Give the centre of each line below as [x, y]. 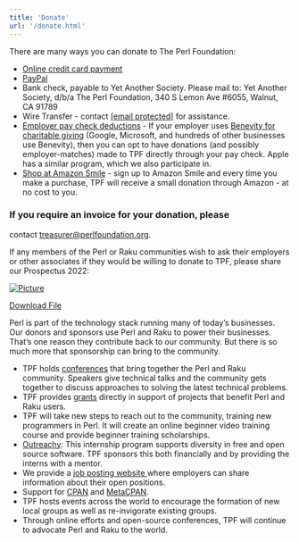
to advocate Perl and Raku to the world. [95, 529]
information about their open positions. [94, 482]
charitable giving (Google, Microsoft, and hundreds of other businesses [154, 135]
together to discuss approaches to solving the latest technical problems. [155, 387]
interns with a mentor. [62, 463]
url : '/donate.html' [48, 26]
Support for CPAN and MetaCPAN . [85, 491]
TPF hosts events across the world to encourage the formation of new [151, 501]
